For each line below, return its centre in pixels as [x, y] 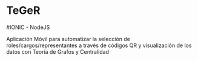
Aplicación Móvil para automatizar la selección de [68, 39]
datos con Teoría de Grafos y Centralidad [58, 51]
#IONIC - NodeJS [28, 27]
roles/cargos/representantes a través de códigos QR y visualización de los [99, 45]
